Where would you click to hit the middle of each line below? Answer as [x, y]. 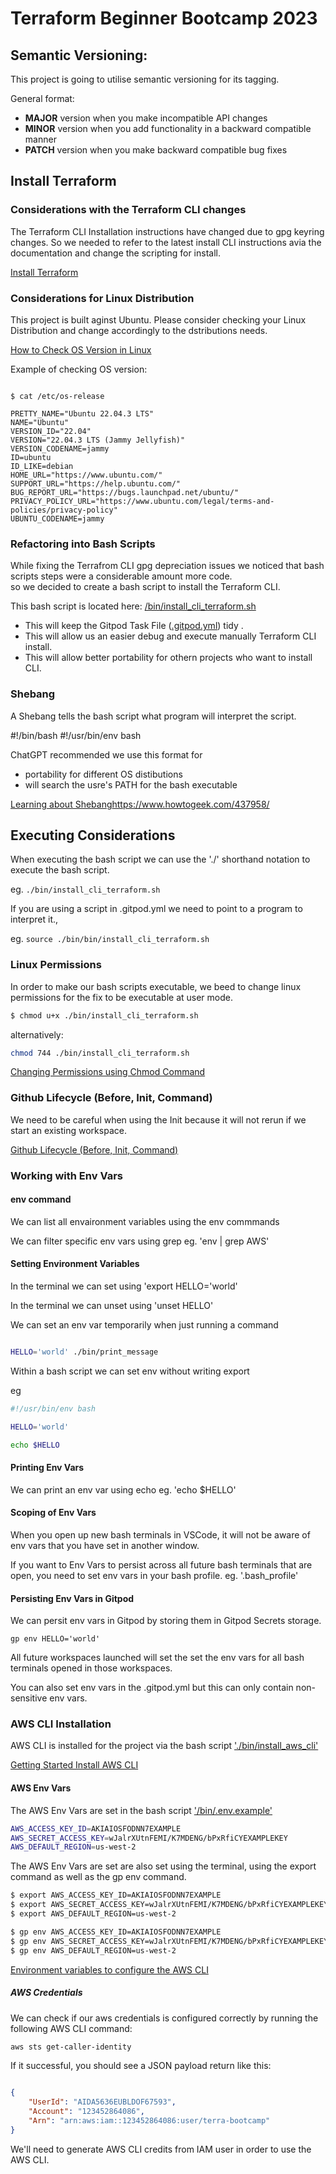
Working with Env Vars [66, 1175]
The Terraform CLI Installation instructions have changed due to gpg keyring [167, 231]
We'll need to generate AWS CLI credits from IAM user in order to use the [161, 2149]
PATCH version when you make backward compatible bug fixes [156, 150]
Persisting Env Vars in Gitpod [72, 1598]
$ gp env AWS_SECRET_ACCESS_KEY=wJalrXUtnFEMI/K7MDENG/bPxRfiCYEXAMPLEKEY [169, 1941]
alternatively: [37, 1034]
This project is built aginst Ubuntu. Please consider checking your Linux [158, 319]
